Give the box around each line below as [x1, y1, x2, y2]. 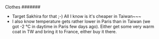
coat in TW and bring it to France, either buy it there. [12, 29, 117, 34]
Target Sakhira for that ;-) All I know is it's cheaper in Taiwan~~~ [12, 13, 142, 19]
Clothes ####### [5, 4, 41, 10]
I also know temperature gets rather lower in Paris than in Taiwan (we [12, 19, 150, 24]
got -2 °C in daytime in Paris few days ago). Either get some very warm [12, 24, 154, 29]
